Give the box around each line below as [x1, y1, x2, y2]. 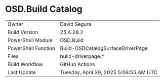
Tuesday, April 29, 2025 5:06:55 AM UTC [60, 69, 158, 76]
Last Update [7, 69, 36, 76]
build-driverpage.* [60, 53, 105, 60]
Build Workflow [7, 61, 43, 68]
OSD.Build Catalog [5, 3, 82, 15]
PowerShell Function [7, 44, 55, 51]
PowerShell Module [7, 37, 53, 43]
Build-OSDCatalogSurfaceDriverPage [60, 44, 148, 51]
